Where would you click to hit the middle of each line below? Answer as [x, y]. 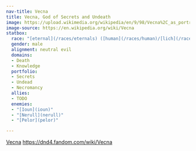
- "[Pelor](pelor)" [35, 121]
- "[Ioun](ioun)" [32, 109]
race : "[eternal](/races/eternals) [55, 39]
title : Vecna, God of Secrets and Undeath [58, 17]
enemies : [22, 104]
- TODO [19, 98]
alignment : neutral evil [41, 50]
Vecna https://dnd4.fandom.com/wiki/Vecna [59, 142]
